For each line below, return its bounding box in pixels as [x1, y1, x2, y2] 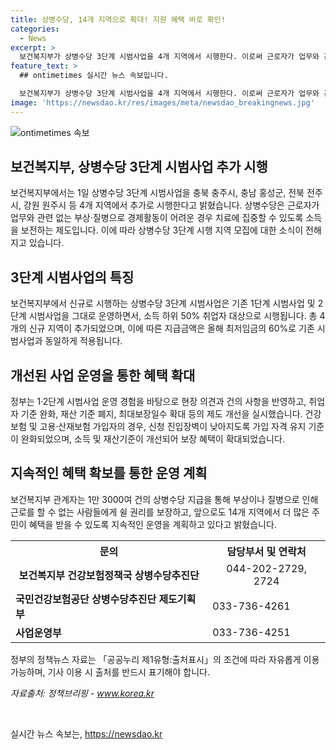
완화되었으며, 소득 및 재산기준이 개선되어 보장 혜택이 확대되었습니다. [20, 433, 285, 445]
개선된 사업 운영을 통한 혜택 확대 [10, 367, 196, 384]
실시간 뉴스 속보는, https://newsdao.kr [10, 727, 163, 740]
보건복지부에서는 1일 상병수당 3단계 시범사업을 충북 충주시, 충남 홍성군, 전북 [10, 187, 305, 199]
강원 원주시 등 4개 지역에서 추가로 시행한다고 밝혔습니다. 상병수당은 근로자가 [23, 199, 320, 211]
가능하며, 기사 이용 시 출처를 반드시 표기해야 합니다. [10, 666, 210, 678]
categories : [10, 24, 60, 34]
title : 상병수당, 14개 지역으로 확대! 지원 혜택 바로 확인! [10, 14, 226, 25]
